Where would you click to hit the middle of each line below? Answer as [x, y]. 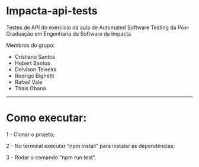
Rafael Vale [28, 82]
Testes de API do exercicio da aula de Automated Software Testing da [91, 27]
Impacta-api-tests [52, 11]
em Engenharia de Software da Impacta [83, 33]
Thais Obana [30, 88]
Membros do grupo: [31, 45]
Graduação [20, 33]
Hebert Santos [32, 63]
